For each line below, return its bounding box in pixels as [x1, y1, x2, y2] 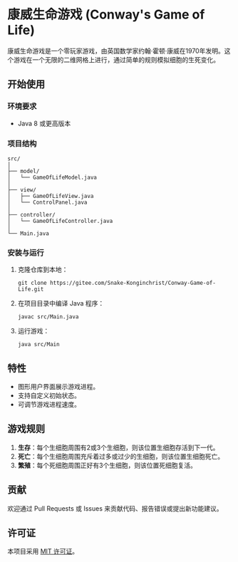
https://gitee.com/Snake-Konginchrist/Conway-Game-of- [49, 279, 216, 287]
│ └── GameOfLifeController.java [7, 217, 113, 224]
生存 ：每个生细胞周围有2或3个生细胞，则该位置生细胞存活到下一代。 [17, 443, 219, 452]
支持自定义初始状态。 [17, 391, 81, 400]
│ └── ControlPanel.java [7, 199, 88, 206]
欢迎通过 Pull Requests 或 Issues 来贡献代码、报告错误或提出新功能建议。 [7, 504, 223, 513]
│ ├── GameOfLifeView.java [7, 192, 94, 199]
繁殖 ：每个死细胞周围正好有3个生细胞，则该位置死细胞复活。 [17, 461, 197, 469]
